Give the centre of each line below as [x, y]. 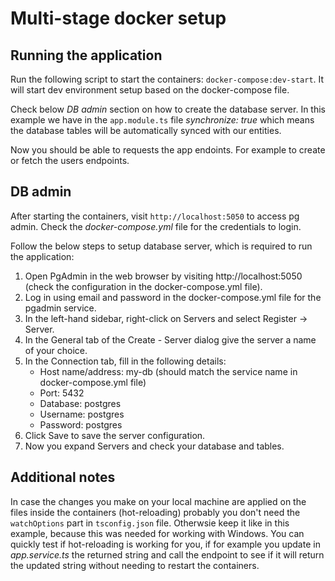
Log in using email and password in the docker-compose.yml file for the [173, 297]
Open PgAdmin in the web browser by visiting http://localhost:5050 [163, 276]
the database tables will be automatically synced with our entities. [146, 130]
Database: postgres [80, 403]
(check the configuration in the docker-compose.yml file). [143, 286]
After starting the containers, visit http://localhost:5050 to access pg [155, 216]
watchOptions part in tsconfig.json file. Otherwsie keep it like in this [150, 523]
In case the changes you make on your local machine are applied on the [158, 501]
